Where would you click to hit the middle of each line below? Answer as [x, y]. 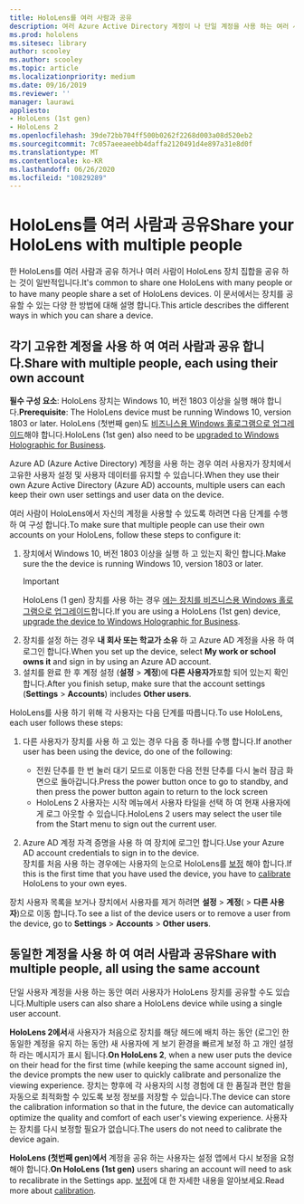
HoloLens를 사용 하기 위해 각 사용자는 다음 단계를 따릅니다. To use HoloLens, [146, 712]
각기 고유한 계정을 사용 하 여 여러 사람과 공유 [124, 346]
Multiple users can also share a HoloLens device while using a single [154, 1003]
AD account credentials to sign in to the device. [111, 853]
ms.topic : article [44, 69]
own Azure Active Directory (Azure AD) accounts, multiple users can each [147, 485]
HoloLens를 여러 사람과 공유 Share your [152, 225]
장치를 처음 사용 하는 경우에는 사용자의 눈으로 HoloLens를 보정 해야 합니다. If [157, 864]
